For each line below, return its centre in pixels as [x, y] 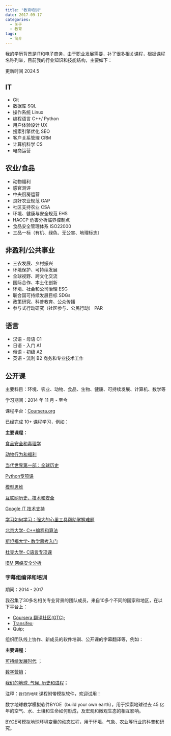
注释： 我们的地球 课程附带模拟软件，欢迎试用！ [53, 694]
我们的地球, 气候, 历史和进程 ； [37, 683]
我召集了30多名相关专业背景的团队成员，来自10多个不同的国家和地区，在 [82, 601]
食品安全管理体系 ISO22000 [42, 226]
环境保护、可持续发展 [35, 270]
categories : [18, 19]
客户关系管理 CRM [32, 137]
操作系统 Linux [28, 112]
